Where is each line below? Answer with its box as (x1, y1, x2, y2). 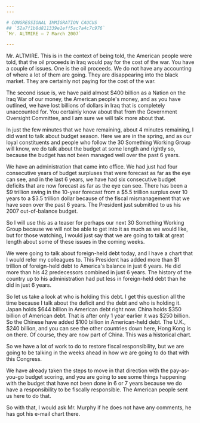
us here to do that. (6, 393, 52, 400)
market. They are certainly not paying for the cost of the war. (6, 78, 156, 85)
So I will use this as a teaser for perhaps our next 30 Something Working (6, 219, 184, 226)
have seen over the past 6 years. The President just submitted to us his (6, 201, 181, 209)
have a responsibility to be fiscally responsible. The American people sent (6, 386, 188, 393)
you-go (6, 373, 24, 381)
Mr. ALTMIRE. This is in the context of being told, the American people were (6, 52, 192, 60)
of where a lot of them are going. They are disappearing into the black (6, 71, 179, 78)
